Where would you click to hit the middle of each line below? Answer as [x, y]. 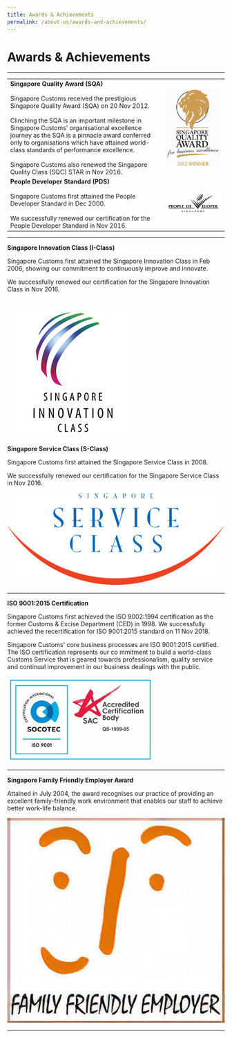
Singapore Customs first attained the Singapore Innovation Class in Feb [109, 261]
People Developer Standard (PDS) [60, 182]
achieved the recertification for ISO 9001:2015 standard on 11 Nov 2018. [109, 631]
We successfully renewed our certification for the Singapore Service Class [113, 475]
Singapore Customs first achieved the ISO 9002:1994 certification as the [110, 617]
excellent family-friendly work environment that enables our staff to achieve [115, 801]
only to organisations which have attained [69, 143]
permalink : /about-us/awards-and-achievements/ [77, 22]
